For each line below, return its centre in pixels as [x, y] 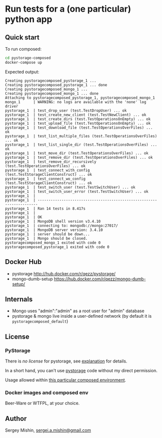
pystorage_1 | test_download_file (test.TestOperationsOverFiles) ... [79, 128]
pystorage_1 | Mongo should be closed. [47, 238]
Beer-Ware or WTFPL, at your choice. [42, 403]
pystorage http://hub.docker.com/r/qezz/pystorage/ [64, 273]
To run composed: [23, 49]
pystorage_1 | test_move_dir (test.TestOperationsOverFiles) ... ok [77, 153]
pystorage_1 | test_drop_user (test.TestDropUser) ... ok [66, 111]
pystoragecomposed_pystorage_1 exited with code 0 [57, 247]
